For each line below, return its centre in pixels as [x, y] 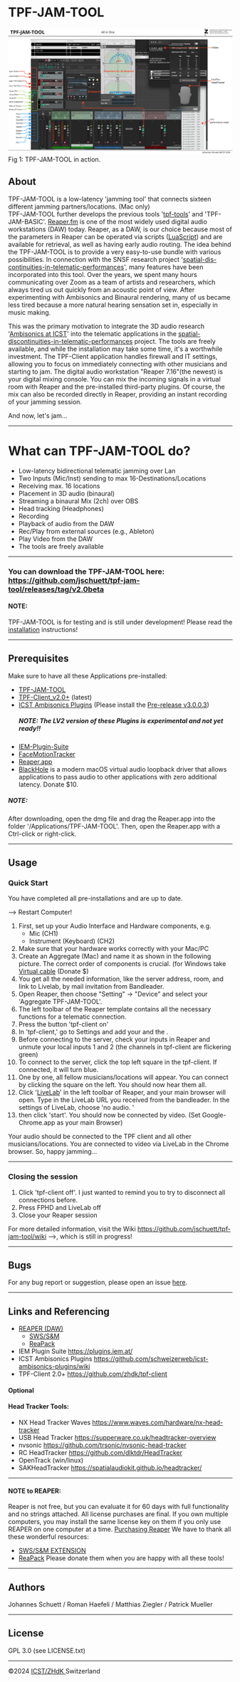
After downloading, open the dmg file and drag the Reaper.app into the [112, 819]
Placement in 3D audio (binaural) [67, 493]
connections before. [48, 1199]
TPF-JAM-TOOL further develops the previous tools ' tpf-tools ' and [106, 214]
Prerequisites [38, 659]
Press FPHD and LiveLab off [60, 1207]
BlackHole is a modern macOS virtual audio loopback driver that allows [122, 769]
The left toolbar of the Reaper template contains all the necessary [115, 1009]
